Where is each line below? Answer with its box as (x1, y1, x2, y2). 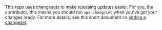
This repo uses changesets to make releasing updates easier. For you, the (5, 4, 154, 10)
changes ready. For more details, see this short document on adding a (5, 15, 146, 20)
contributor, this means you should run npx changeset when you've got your (5, 9, 158, 15)
